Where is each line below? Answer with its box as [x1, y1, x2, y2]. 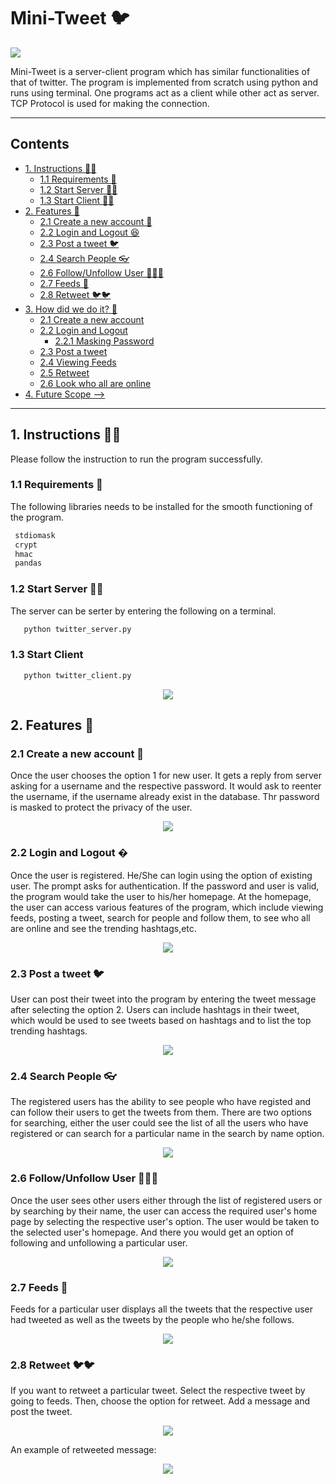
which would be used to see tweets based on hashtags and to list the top [10, 1014, 312, 1026]
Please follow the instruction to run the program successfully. [10, 453, 263, 465]
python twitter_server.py [23, 624, 132, 634]
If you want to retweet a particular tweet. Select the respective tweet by [10, 1385, 306, 1397]
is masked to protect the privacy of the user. [10, 801, 193, 814]
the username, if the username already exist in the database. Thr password [10, 791, 320, 803]
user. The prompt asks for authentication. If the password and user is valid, [10, 880, 320, 892]
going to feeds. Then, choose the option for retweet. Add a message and [10, 1395, 311, 1407]
